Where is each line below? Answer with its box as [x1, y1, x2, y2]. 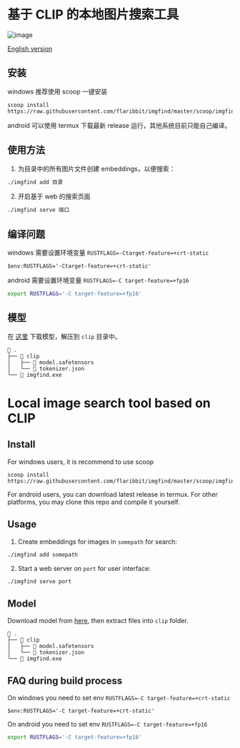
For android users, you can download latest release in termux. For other [7, 490, 218, 498]
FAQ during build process [7, 674, 123, 687]
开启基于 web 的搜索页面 [17, 192, 91, 201]
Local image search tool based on [7, 395, 211, 411]
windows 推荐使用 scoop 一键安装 [7, 87, 108, 96]
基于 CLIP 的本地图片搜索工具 [7, 6, 179, 23]
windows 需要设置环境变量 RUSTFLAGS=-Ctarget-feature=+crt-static [7, 248, 209, 257]
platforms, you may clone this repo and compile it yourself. [7, 497, 180, 506]
